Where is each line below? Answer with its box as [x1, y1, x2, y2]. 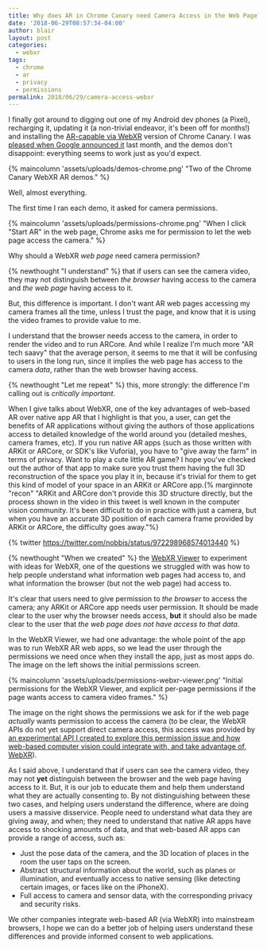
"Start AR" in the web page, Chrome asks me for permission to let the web [8, 228, 252, 237]
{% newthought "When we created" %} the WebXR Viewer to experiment [8, 554, 248, 563]
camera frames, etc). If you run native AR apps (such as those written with [8, 438, 252, 448]
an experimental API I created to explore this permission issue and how [8, 733, 241, 743]
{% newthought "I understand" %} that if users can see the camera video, [8, 266, 250, 276]
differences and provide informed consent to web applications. [8, 931, 215, 941]
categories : [8, 41, 48, 49]
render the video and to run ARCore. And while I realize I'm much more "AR [8, 340, 254, 349]
